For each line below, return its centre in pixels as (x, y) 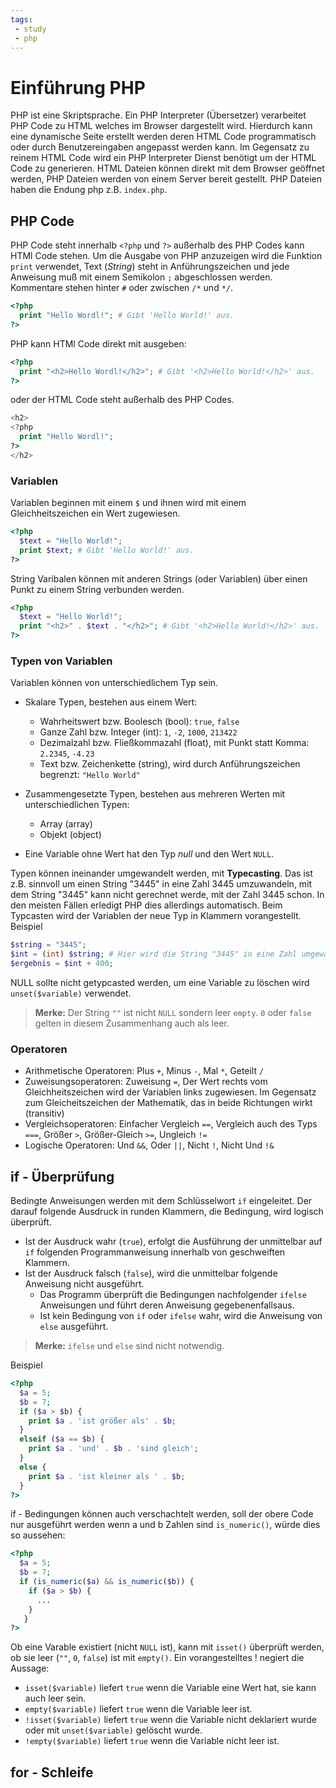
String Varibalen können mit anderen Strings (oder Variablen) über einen (159, 578)
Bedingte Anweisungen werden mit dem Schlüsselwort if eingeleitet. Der (161, 1201)
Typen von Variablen (61, 661)
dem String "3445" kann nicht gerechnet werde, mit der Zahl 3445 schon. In (167, 895)
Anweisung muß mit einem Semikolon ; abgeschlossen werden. (141, 277)
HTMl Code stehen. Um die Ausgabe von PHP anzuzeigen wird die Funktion (166, 256)
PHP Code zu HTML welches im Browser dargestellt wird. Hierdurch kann (161, 126)
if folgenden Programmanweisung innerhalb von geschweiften (155, 1252)
